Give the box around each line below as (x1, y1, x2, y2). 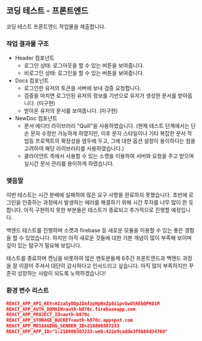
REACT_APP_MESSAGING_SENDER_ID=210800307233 (6, 323, 120, 329)
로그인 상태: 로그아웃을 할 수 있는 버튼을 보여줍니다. (23, 62, 144, 69)
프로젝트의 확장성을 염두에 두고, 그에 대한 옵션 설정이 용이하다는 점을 (35, 138, 196, 145)
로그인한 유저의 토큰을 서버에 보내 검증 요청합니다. (23, 84, 141, 92)
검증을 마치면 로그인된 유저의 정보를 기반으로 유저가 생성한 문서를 (23, 92, 177, 100)
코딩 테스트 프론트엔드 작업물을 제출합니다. (6, 23, 106, 30)
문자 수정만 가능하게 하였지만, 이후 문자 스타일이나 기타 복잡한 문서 (30, 130, 186, 137)
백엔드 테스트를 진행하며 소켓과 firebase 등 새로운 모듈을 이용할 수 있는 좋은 (6, 227, 183, 234)
